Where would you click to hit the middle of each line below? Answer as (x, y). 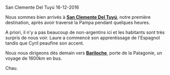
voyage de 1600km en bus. (34, 58)
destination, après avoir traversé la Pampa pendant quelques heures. (78, 23)
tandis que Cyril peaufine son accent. (45, 43)
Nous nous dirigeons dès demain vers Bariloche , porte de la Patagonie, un (84, 53)
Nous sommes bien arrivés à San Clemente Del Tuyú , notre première (78, 17)
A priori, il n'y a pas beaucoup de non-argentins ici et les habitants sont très (85, 32)
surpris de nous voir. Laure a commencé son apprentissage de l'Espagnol (83, 38)
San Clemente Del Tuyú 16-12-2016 (42, 7)
